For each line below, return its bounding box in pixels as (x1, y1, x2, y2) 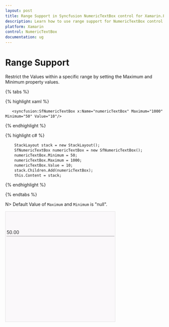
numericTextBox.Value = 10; (14, 162, 73, 168)
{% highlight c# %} (5, 132, 45, 138)
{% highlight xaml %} (5, 98, 49, 104)
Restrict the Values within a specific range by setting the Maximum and (5, 73, 152, 79)
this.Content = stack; (14, 173, 62, 178)
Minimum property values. (5, 78, 60, 85)
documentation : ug (5, 35, 44, 40)
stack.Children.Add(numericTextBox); (14, 168, 94, 173)
